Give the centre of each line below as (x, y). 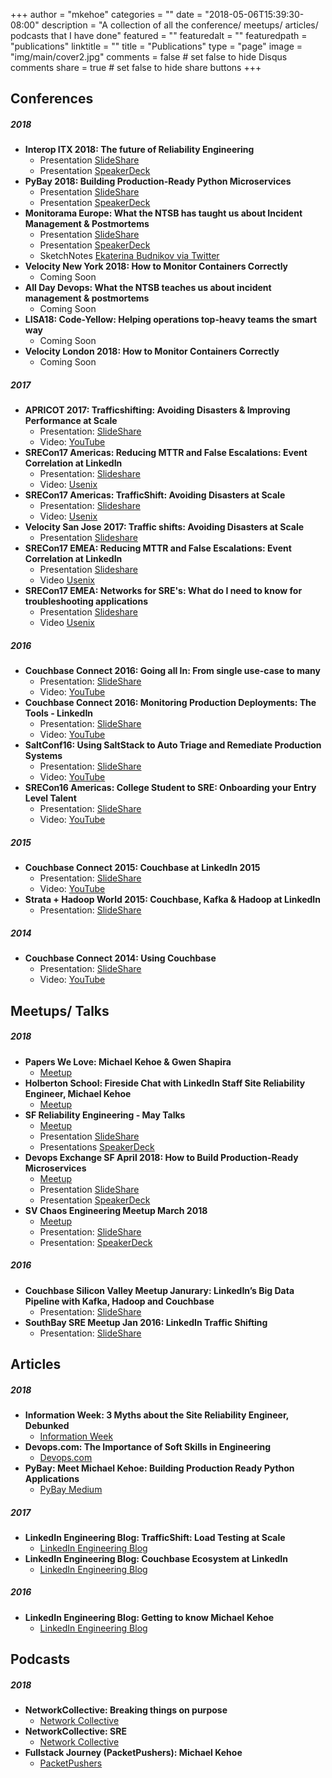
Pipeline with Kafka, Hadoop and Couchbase (119, 1301)
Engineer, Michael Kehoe (78, 1093)
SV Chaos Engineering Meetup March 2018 (116, 1210)
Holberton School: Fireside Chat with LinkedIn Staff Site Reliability (165, 1083)
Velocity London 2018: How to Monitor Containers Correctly (152, 351)
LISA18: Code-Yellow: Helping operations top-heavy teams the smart (171, 320)
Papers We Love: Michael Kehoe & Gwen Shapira (128, 1061)
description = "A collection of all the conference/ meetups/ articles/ (180, 25)
